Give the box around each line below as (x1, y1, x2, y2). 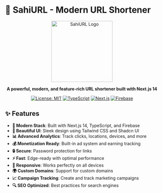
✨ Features (5, 109, 40, 118)
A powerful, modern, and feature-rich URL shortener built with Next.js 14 (6, 86, 158, 92)
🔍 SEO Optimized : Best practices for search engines (12, 182, 119, 188)
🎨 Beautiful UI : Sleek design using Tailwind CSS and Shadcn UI (12, 128, 139, 133)
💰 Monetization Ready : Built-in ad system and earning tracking (12, 140, 141, 146)
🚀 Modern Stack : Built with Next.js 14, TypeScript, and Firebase (12, 122, 140, 129)
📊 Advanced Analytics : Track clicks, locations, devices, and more (12, 133, 147, 139)
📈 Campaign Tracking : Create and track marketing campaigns (12, 175, 139, 181)
